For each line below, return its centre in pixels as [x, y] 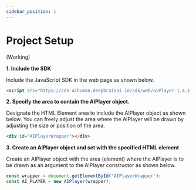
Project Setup [40, 40]
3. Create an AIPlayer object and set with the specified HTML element [92, 148]
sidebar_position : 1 [31, 11]
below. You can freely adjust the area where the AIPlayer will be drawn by [95, 119]
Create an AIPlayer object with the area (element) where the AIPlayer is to [95, 159]
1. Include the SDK [29, 68]
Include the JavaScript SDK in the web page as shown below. [80, 79]
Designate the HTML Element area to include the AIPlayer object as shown [96, 113]
